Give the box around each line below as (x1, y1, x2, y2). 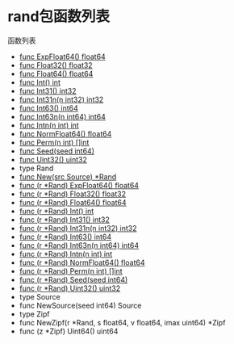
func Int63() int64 (19, 103, 78, 113)
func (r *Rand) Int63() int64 (19, 232, 112, 241)
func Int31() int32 (19, 86, 77, 95)
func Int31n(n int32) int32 (19, 94, 104, 104)
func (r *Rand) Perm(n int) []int (19, 266, 123, 275)
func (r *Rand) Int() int (19, 206, 94, 216)
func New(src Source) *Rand (19, 171, 117, 182)
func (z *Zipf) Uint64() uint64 (19, 326, 119, 336)
